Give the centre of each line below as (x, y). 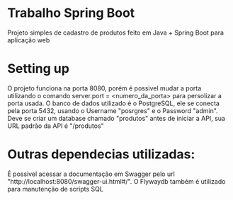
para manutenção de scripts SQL (56, 189)
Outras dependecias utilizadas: (101, 154)
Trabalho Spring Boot (71, 13)
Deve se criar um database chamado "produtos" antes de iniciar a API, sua (116, 118)
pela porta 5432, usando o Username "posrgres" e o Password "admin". (113, 110)
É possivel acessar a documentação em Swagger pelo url (91, 174)
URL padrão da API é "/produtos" (56, 126)
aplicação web (29, 40)
